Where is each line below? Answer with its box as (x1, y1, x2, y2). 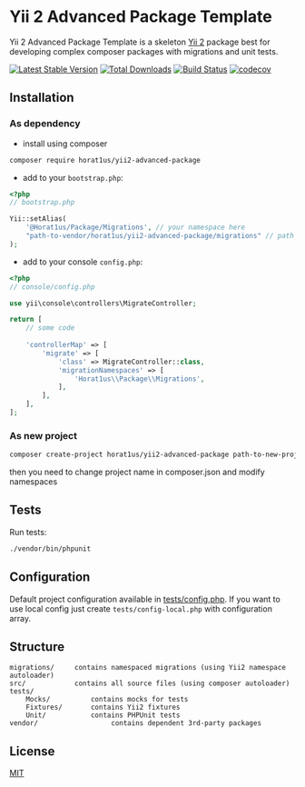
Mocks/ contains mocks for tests (25, 695, 189, 704)
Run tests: (9, 526, 47, 537)
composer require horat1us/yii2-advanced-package (9, 155, 202, 164)
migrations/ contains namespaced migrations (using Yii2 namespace (9, 663, 286, 672)
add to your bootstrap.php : (22, 172, 124, 183)
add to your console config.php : (22, 256, 143, 267)
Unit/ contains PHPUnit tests (25, 711, 181, 720)
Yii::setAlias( (9, 214, 67, 224)
